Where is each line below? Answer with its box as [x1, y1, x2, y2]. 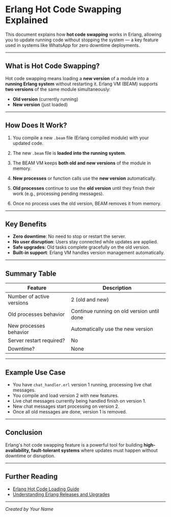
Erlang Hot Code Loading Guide [12, 486, 80, 492]
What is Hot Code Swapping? [5, 62, 100, 70]
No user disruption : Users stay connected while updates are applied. [12, 239, 158, 245]
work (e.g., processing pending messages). [12, 190, 104, 196]
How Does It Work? [5, 121, 67, 130]
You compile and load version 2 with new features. [12, 392, 119, 399]
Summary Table [5, 269, 56, 278]
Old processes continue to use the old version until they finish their [12, 185, 155, 191]
